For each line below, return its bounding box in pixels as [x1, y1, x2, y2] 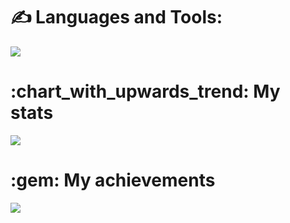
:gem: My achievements [10, 169, 216, 192]
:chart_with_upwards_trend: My [10, 80, 281, 103]
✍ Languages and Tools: [10, 6, 223, 29]
